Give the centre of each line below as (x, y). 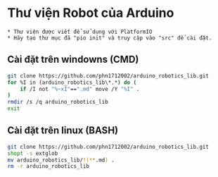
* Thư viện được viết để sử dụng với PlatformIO (80, 32)
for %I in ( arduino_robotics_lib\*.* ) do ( (72, 83)
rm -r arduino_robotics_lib (49, 166)
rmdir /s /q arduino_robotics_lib (58, 102)
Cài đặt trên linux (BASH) (63, 131)
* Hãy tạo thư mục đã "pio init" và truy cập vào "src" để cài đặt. (110, 38)
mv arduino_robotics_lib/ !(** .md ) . (61, 160)
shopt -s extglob (33, 153)
